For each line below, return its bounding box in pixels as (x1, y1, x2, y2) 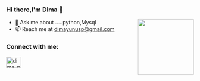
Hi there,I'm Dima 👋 (6, 5, 64, 14)
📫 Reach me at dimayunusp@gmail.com (14, 26, 115, 33)
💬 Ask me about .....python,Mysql (14, 19, 96, 26)
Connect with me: (6, 43, 59, 51)
